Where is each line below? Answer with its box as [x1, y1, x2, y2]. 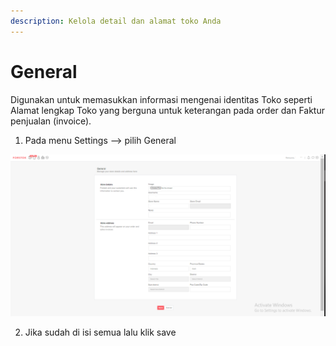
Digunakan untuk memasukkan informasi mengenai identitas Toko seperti [10, 93, 313, 105]
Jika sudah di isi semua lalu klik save [24, 326, 177, 339]
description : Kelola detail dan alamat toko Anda [10, 16, 222, 26]
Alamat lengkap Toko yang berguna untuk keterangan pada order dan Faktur [10, 104, 326, 116]
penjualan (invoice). [10, 115, 92, 127]
